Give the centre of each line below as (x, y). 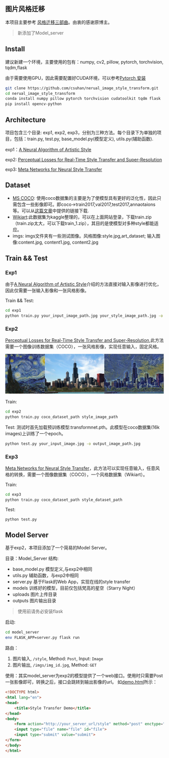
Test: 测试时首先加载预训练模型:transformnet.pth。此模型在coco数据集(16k (82, 427)
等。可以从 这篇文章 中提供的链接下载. (51, 210)
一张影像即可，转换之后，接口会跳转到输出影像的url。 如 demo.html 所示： (81, 682)
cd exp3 (13, 495)
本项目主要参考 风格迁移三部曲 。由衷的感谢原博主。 (59, 22)
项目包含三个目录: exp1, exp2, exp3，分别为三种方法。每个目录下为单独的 (81, 132)
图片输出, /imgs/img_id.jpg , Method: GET (55, 665)
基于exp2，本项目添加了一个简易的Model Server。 (57, 548)
